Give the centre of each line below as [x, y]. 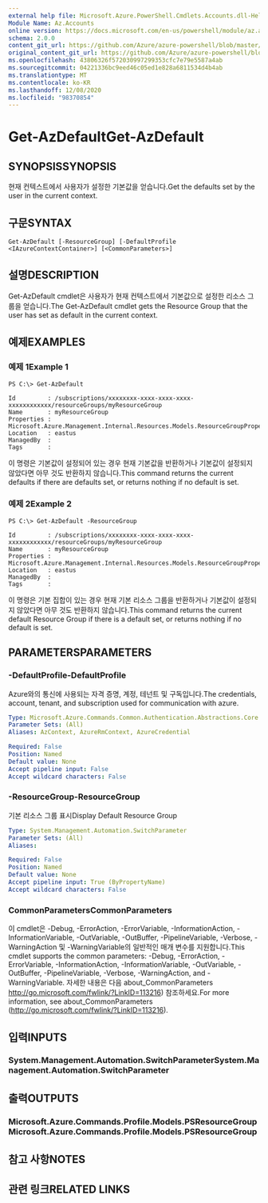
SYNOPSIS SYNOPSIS [63, 166]
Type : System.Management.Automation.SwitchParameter [98, 830]
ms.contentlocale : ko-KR [49, 82]
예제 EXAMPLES [47, 342]
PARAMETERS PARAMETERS [80, 653]
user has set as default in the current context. [83, 315]
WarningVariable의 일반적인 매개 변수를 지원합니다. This [158, 947]
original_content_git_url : [53, 53]
